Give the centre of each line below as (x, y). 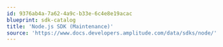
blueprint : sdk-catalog (41, 20)
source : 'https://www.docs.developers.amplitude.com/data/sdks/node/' (112, 33)
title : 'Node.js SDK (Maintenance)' (60, 26)
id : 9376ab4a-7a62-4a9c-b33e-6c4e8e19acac (69, 13)
